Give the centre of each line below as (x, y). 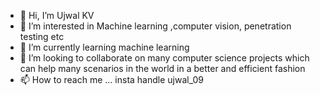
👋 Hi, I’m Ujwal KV (57, 15)
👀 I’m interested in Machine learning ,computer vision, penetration (155, 26)
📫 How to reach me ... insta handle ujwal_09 (111, 79)
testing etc (42, 36)
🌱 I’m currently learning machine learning (104, 47)
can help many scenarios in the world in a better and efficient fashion (162, 68)
